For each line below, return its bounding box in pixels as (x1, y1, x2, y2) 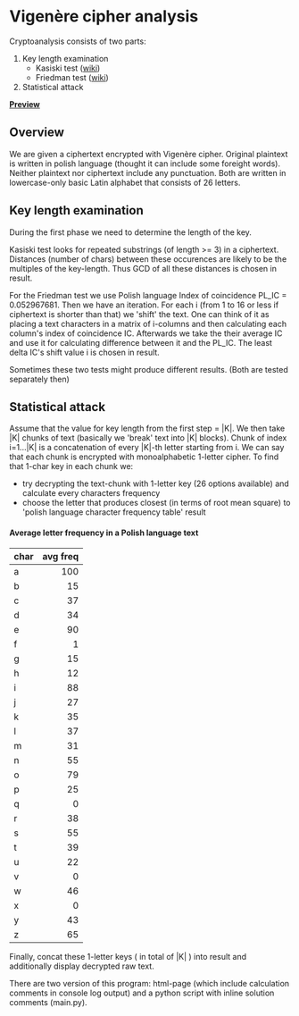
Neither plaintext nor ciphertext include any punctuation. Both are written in (9, 167, 287, 178)
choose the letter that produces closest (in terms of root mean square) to (21, 498, 291, 508)
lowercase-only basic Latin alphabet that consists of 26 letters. (9, 177, 241, 188)
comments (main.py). (9, 996, 87, 1007)
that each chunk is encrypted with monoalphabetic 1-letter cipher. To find (9, 451, 279, 462)
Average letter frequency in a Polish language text (9, 527, 199, 538)
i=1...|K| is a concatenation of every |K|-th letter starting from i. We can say (9, 442, 285, 453)
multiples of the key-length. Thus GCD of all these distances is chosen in (9, 263, 277, 273)
